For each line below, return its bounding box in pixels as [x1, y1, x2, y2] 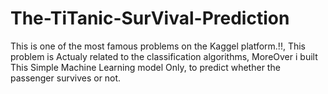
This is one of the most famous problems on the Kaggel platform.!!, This [10, 40, 306, 52]
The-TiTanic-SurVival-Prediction [10, 7, 290, 30]
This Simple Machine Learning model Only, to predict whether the [10, 61, 281, 73]
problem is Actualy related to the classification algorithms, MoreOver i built [10, 50, 318, 62]
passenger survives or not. [10, 72, 122, 84]
